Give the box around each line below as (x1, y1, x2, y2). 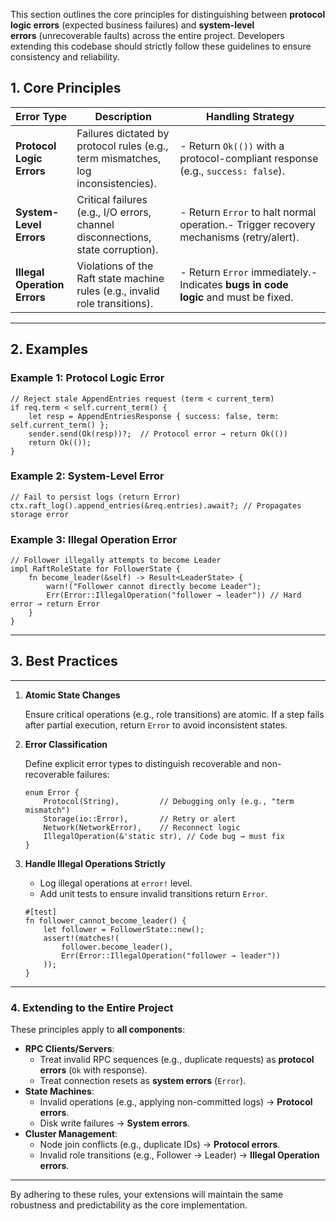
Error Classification (24, 738, 108, 750)
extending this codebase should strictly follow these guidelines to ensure (10, 40, 312, 52)
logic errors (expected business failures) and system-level (10, 19, 255, 31)
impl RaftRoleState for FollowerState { (10, 564, 182, 574)
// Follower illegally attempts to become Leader (10, 555, 222, 566)
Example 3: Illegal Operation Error (10, 532, 178, 546)
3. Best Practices (10, 653, 118, 670)
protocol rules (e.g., (76, 139, 169, 153)
